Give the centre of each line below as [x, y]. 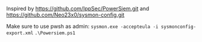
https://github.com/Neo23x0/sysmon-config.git [65, 15]
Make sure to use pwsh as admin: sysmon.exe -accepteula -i [82, 26]
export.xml [20, 33]
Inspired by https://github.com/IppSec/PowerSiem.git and [78, 9]
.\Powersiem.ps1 [55, 33]
